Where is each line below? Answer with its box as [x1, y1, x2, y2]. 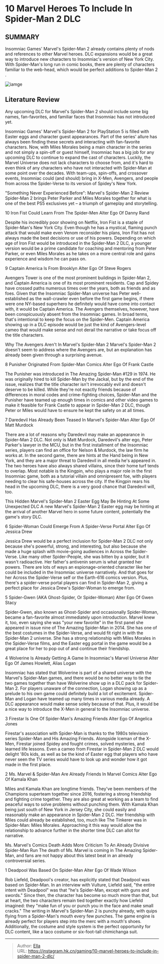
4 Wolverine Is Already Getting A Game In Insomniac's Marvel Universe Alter [5, 655, 159, 661]
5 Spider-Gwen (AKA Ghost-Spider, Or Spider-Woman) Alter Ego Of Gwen [5, 594, 154, 600]
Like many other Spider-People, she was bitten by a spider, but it [19, 554, 149, 559]
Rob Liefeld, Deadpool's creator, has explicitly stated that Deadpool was [5, 876, 150, 882]
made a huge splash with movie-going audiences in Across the [5, 548, 132, 554]
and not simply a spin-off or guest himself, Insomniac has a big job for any [5, 149, 155, 155]
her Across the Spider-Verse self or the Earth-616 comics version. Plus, [5, 574, 148, 580]
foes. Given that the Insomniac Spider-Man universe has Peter [5, 290, 130, 296]
